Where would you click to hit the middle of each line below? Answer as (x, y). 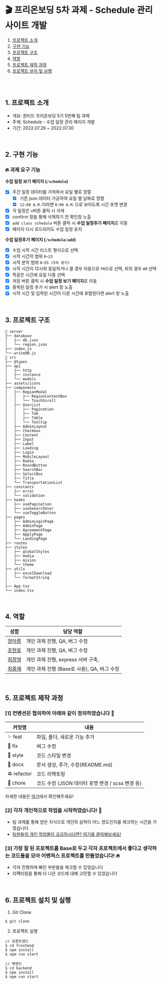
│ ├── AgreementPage (28, 530)
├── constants (20, 487)
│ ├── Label (20, 444)
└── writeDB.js (21, 353)
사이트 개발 (26, 26)
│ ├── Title (20, 478)
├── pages (15, 517)
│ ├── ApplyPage (24, 535)
